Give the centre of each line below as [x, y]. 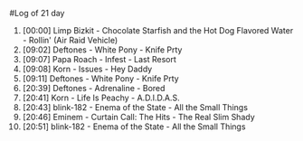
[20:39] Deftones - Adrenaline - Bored [94, 88]
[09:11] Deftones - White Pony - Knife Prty [100, 79]
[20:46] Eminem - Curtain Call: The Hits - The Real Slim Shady [138, 117]
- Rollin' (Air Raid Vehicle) [70, 40]
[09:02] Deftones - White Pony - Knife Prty [102, 50]
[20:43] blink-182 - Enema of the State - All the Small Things [135, 107]
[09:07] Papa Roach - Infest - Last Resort [99, 59]
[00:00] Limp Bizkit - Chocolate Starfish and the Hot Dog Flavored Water [158, 30]
